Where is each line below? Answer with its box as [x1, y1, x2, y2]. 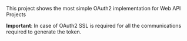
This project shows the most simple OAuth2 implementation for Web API [6, 5, 181, 12]
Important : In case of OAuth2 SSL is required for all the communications [6, 23, 182, 29]
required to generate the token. [6, 28, 82, 35]
